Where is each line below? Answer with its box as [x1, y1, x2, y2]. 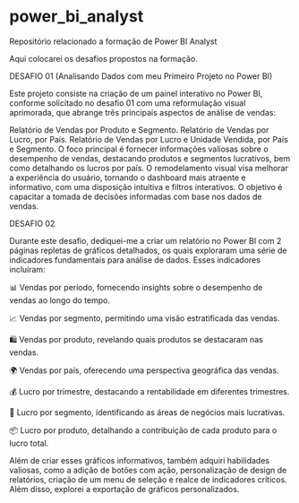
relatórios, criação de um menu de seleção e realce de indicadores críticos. [9, 473, 288, 485]
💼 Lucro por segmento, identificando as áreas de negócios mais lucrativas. [9, 406, 286, 418]
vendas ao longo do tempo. [9, 294, 110, 306]
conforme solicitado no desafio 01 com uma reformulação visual [9, 97, 246, 108]
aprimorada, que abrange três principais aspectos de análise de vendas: [9, 107, 276, 117]
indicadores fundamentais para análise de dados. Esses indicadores [9, 254, 261, 265]
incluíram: [9, 264, 47, 274]
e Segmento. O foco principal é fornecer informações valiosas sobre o [9, 143, 269, 154]
